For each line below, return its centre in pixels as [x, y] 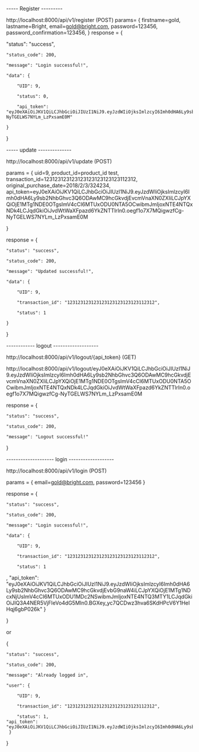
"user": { [18, 686]
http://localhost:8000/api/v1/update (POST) [59, 161]
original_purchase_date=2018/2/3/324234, [58, 185]
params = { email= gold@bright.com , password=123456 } [76, 482]
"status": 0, [33, 97]
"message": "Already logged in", [47, 675]
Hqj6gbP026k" [24, 609]
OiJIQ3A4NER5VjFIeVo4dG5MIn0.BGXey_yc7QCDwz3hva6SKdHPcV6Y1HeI [98, 603]
